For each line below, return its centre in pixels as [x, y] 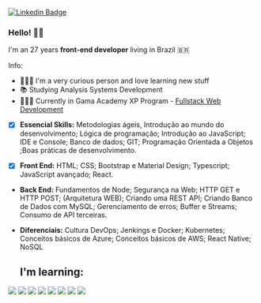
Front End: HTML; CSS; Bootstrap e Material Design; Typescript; [125, 166]
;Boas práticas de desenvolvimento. [78, 151]
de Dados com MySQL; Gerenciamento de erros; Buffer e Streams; [128, 207]
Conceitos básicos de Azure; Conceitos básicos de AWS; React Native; [135, 239]
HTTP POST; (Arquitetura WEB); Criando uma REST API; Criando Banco [136, 198]
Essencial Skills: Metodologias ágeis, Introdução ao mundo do [122, 125]
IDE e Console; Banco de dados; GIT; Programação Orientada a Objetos [136, 142]
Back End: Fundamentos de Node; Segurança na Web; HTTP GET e [130, 190]
